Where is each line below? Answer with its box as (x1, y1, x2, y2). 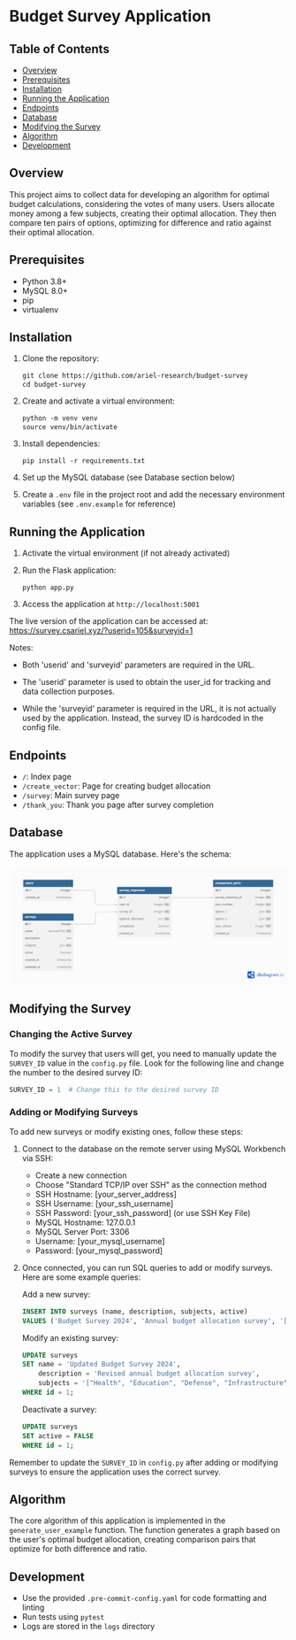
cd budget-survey (21, 381, 87, 389)
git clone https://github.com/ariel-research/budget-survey (21, 372, 248, 381)
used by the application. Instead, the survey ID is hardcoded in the (21, 712, 264, 723)
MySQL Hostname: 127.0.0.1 (34, 1217, 136, 1228)
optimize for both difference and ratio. (9, 1544, 148, 1554)
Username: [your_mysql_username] (34, 1236, 165, 1246)
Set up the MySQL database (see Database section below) (21, 472, 236, 483)
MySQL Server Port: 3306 (34, 1226, 130, 1236)
